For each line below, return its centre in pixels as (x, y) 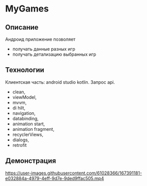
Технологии (25, 70)
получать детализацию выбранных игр (54, 54)
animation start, (29, 124)
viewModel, (24, 97)
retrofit (20, 145)
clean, (19, 92)
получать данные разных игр (44, 49)
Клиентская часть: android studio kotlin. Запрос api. (60, 82)
